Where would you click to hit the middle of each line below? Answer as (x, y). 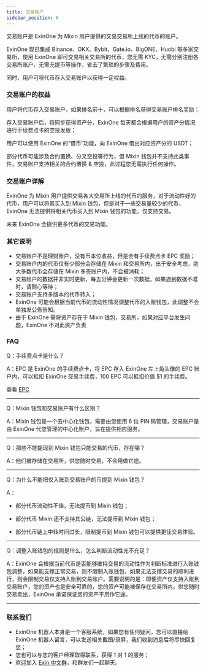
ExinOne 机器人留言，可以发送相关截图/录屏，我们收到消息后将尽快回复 (105, 639)
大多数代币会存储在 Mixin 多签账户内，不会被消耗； (80, 271)
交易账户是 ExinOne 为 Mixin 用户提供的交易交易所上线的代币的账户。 (94, 36)
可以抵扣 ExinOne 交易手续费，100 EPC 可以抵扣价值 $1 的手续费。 (107, 376)
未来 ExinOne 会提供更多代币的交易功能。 (59, 224)
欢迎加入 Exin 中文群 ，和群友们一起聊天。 (68, 662)
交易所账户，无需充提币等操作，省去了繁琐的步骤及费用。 (79, 64)
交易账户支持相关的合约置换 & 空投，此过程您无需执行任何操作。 (98, 164)
